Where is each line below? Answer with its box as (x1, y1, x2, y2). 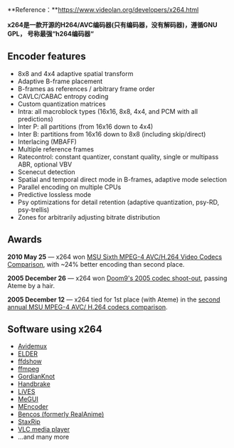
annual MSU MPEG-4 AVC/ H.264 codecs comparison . (7, 302, 169, 311)
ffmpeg (17, 365, 40, 373)
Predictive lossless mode (17, 190, 91, 198)
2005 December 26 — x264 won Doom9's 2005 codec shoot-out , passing (7, 274, 228, 282)
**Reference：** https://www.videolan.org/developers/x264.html (7, 6, 199, 14)
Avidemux (17, 342, 48, 351)
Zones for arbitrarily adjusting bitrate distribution (17, 213, 160, 221)
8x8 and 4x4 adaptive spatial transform (17, 69, 134, 78)
